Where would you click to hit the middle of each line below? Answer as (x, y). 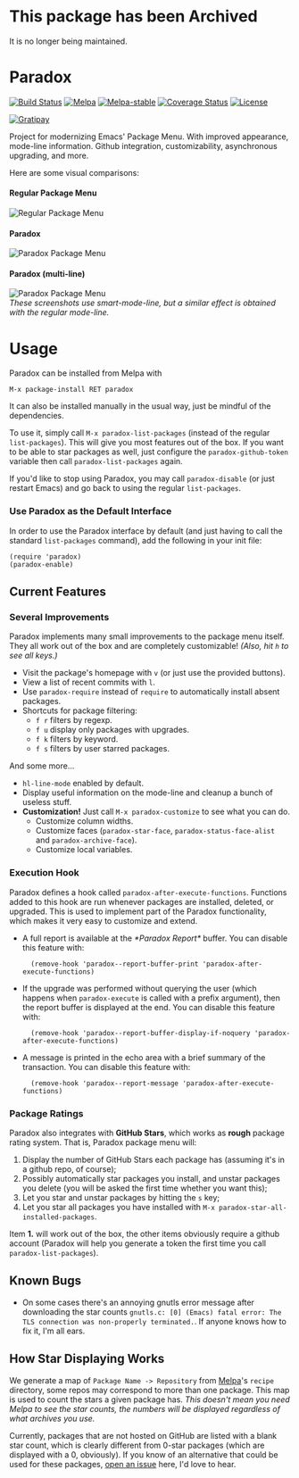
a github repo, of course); (69, 1169)
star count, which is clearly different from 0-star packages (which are (137, 1445)
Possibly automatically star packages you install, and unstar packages (151, 1179)
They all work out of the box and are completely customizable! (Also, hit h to (149, 646)
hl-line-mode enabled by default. (83, 784)
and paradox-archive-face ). (86, 840)
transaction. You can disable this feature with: (106, 1067)
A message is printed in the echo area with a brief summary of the (144, 1057)
